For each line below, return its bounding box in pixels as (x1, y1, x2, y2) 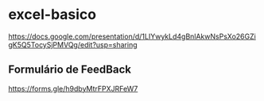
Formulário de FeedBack (8, 63, 131, 77)
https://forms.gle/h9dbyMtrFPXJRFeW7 (8, 84, 138, 93)
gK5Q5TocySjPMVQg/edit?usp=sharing (8, 39, 138, 49)
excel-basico (8, 6, 97, 24)
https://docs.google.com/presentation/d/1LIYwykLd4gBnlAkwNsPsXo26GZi (8, 32, 256, 41)
